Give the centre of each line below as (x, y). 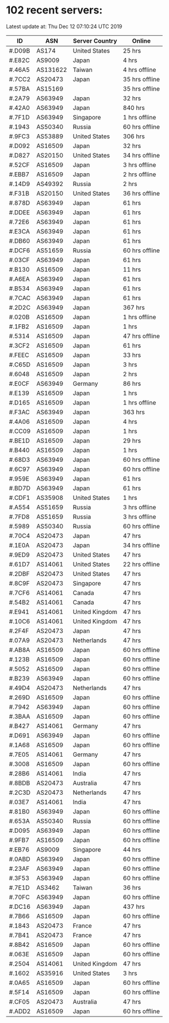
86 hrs (132, 383)
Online (141, 40)
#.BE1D (20, 441)
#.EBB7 (19, 174)
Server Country (95, 40)
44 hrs (132, 849)
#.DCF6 (20, 250)
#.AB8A (20, 650)
